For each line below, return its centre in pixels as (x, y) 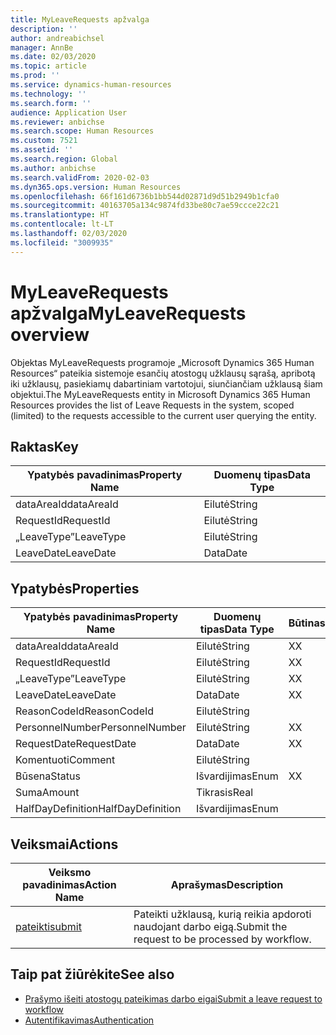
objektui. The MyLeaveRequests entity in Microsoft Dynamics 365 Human (160, 394)
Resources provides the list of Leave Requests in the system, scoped (152, 405)
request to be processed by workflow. (222, 939)
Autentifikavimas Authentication (89, 1020)
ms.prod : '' (35, 76)
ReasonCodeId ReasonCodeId (85, 711)
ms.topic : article (48, 66)
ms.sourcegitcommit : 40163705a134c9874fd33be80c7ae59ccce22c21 (145, 206)
